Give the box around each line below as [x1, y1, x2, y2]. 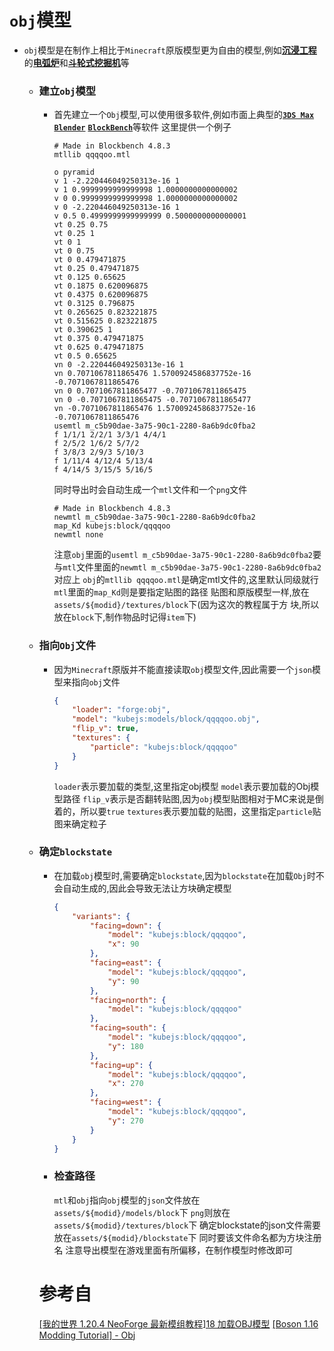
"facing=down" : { [89, 921, 162, 931]
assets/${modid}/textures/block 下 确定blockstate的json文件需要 [53, 1219, 322, 1231]
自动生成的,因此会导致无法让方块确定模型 [62, 882, 232, 894]
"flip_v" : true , [72, 724, 140, 734]
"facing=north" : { [89, 995, 167, 1005]
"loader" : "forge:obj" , [72, 705, 171, 715]
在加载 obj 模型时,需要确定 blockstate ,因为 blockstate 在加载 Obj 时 [53, 869, 316, 881]
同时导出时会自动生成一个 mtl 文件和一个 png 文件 [53, 484, 248, 496]
